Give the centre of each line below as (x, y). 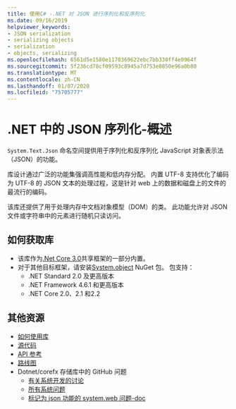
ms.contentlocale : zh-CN (44, 79)
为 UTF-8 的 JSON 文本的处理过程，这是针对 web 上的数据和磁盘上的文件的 (117, 183)
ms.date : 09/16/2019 (38, 20)
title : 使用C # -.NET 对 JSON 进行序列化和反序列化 (76, 14)
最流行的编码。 (29, 192)
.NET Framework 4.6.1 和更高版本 (76, 285)
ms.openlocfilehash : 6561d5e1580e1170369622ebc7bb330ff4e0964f (102, 60)
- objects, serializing (42, 54)
